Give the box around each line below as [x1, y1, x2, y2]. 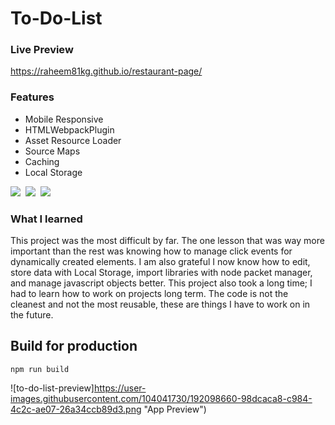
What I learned [10, 212, 83, 226]
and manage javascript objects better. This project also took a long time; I [10, 277, 313, 289]
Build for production [10, 338, 138, 355]
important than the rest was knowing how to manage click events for [10, 245, 293, 257]
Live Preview [10, 43, 74, 57]
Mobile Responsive [24, 113, 104, 125]
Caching [24, 155, 60, 167]
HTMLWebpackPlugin [24, 123, 115, 136]
